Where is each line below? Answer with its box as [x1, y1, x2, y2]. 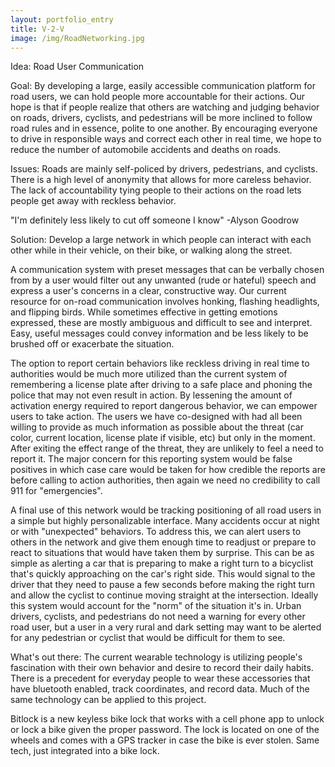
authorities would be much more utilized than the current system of [10, 368, 288, 380]
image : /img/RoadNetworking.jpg [10, 33, 145, 43]
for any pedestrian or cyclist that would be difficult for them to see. [10, 632, 286, 644]
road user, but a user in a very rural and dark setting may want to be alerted [10, 621, 322, 633]
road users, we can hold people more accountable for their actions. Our [10, 91, 305, 103]
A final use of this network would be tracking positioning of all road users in [10, 504, 322, 516]
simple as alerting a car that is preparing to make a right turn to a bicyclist [10, 557, 314, 570]
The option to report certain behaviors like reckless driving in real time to [10, 357, 310, 370]
